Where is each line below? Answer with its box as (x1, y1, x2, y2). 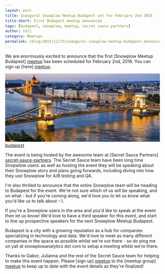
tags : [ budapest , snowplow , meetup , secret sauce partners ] (5, 24, 131, 29)
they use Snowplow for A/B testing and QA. (5, 173, 93, 179)
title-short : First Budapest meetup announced (5, 18, 102, 23)
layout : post (5, 8, 32, 13)
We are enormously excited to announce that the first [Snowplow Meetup (5, 53, 153, 59)
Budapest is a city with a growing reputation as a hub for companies (5, 228, 143, 234)
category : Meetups (5, 34, 43, 39)
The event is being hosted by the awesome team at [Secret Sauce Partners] (5, 152, 159, 158)
